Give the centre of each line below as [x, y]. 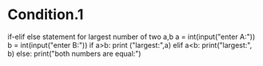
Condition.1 [46, 15]
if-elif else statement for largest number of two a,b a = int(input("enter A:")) [131, 37]
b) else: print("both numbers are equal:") [74, 53]
